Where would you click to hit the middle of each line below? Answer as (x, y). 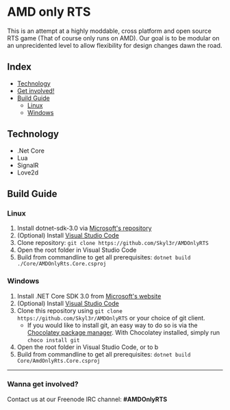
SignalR (28, 165)
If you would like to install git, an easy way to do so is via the (112, 325)
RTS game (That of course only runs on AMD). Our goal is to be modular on (113, 38)
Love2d (28, 172)
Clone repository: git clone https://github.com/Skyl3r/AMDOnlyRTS (113, 243)
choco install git (53, 340)
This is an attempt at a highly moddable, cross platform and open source (110, 31)
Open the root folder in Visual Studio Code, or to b (88, 347)
